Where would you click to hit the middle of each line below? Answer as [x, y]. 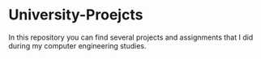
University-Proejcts [76, 15]
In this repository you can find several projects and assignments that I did [131, 37]
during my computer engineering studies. [78, 45]
